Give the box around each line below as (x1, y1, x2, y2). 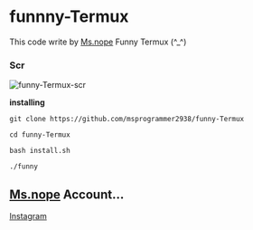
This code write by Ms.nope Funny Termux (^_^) (9, 36, 187, 47)
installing (9, 97, 45, 108)
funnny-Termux (9, 6, 129, 27)
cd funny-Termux (9, 130, 70, 139)
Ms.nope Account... (9, 187, 125, 202)
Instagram (9, 211, 47, 222)
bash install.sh (9, 147, 70, 156)
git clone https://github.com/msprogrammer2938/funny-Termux (9, 115, 245, 124)
